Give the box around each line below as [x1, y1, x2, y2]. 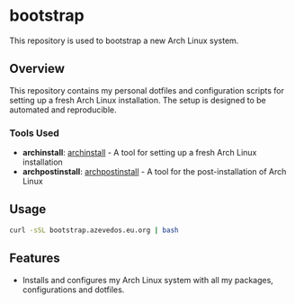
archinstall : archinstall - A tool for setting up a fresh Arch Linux [22, 148, 257, 158]
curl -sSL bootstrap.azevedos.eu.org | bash [9, 226, 179, 235]
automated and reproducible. [9, 104, 117, 115]
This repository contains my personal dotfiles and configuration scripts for [9, 85, 285, 95]
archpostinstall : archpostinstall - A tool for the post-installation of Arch [22, 166, 287, 177]
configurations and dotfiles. [22, 284, 125, 295]
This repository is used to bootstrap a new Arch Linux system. [9, 35, 239, 46]
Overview [9, 61, 66, 76]
